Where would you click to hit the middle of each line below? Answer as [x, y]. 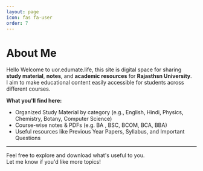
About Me [31, 53]
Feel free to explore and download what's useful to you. [76, 155]
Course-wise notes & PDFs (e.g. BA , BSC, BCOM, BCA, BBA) [91, 125]
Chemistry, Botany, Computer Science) [63, 119]
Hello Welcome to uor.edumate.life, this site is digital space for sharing [94, 69]
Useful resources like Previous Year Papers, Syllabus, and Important [100, 132]
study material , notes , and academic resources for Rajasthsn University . [99, 76]
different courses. [28, 89]
